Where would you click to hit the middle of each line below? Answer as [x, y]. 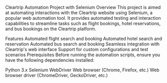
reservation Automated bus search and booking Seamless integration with [82, 44]
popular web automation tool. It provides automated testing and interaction [83, 18]
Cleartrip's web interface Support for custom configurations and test [77, 49]
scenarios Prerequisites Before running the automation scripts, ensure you [83, 55]
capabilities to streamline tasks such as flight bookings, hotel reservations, [83, 23]
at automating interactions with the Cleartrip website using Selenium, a [79, 13]
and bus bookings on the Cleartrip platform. [51, 29]
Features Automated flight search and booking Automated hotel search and [84, 38]
